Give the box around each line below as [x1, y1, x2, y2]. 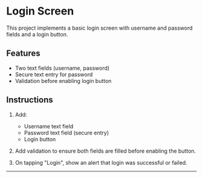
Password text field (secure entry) [24, 129, 109, 136]
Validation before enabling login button [14, 77, 112, 84]
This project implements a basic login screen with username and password [6, 24, 193, 31]
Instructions [6, 95, 53, 105]
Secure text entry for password [14, 71, 93, 78]
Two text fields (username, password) [14, 64, 110, 71]
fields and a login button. [6, 30, 68, 38]
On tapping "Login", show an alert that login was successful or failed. [14, 159, 187, 166]
